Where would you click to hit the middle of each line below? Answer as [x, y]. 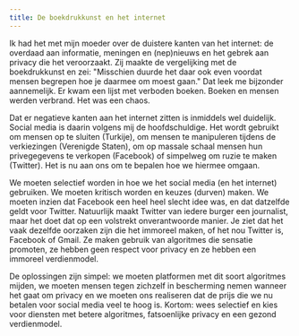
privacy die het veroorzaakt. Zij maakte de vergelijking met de [123, 62]
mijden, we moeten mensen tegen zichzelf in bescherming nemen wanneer [148, 285]
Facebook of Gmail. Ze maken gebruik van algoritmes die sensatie [131, 239]
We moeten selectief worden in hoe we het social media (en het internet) [143, 182]
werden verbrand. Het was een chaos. [80, 100]
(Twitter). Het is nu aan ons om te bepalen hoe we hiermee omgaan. [135, 165]
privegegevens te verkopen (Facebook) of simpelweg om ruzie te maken [143, 155]
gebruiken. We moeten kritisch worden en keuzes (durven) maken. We [139, 192]
